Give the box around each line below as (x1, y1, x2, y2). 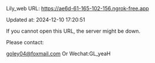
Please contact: (6, 39, 44, 45)
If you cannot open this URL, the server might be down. (6, 27, 140, 34)
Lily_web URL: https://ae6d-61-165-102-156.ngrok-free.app (6, 5, 149, 12)
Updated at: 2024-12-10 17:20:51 (6, 16, 85, 23)
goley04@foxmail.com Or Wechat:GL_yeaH (6, 50, 111, 57)
